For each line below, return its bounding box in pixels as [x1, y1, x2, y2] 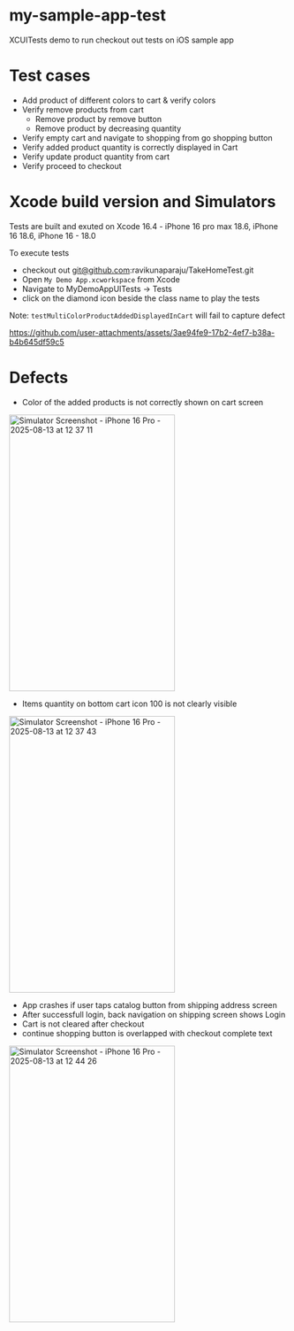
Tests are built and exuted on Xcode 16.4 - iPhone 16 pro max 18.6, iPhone [9, 220, 278, 231]
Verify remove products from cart [21, 104, 144, 115]
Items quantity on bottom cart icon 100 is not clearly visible [21, 698, 237, 709]
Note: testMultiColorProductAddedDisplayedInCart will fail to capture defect [9, 310, 285, 320]
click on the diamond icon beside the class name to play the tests [21, 293, 260, 304]
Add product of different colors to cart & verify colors [21, 95, 216, 105]
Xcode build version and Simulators [9, 192, 276, 212]
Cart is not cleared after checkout [21, 1019, 145, 1029]
